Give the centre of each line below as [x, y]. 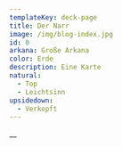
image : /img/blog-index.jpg [61, 34]
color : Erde [31, 59]
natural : [25, 76]
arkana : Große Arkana [49, 51]
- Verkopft [37, 109]
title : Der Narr [39, 26]
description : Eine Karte [55, 68]
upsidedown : [31, 100]
